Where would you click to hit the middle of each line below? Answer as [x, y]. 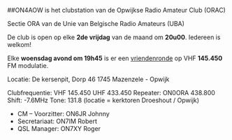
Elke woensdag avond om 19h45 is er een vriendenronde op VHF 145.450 [115, 58]
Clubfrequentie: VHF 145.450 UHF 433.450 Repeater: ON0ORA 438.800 [111, 93]
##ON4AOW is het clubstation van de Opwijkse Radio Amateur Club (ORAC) [116, 10]
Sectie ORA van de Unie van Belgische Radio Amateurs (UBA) [96, 23]
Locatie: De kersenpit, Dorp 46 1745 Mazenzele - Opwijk [88, 79]
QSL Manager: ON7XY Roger [59, 128]
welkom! [19, 44]
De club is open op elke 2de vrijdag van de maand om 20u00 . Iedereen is [114, 37]
